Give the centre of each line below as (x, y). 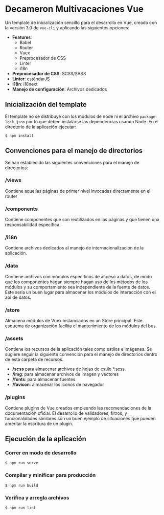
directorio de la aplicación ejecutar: (41, 127)
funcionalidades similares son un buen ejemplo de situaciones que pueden (80, 418)
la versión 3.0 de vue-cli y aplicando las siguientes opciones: (67, 27)
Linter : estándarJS (31, 79)
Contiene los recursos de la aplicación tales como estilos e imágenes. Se (79, 349)
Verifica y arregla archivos (37, 497)
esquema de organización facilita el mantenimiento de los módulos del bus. (81, 326)
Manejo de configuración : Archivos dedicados (59, 89)
